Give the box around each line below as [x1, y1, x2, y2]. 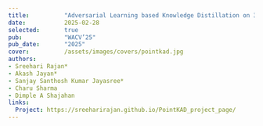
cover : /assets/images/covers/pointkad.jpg [8, 48, 184, 56]
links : [8, 99, 30, 106]
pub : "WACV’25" [8, 33, 96, 41]
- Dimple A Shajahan [8, 92, 76, 99]
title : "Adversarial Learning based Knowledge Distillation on [8, 11, 250, 20]
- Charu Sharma [8, 84, 58, 92]
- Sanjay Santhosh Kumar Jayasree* [8, 77, 124, 85]
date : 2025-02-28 [8, 19, 100, 27]
